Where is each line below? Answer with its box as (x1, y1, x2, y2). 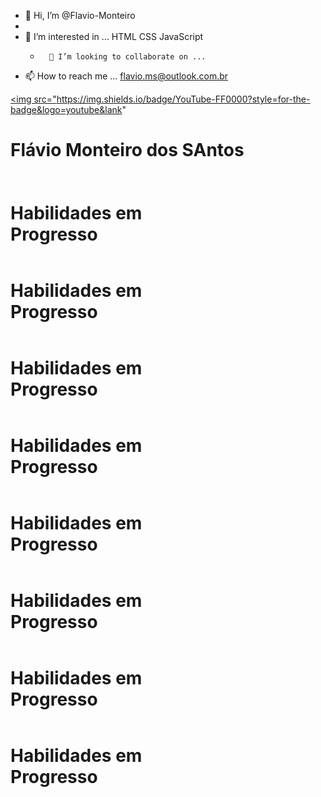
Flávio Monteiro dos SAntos (10, 139, 245, 162)
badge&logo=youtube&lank (10, 104, 123, 115)
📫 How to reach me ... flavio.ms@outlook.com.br (24, 70, 229, 82)
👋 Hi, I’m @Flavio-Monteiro (24, 10, 136, 21)
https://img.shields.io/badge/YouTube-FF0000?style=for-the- (56, 93, 311, 105)
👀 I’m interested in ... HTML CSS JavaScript (24, 31, 204, 42)
